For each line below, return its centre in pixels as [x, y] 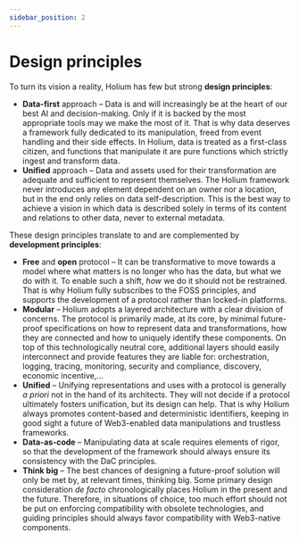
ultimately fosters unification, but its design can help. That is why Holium [156, 404]
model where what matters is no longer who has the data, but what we [152, 271]
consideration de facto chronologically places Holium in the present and [155, 489]
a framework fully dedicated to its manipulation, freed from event [141, 132]
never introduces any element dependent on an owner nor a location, [149, 189]
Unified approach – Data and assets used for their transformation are [149, 170]
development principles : [55, 244]
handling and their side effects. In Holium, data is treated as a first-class [154, 141]
